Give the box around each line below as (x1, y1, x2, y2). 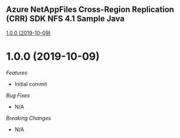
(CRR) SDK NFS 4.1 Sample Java (6, 14, 125, 24)
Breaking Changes (6, 114, 52, 122)
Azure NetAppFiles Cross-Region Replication (6, 5, 175, 15)
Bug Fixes (6, 92, 30, 99)
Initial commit (14, 80, 47, 87)
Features (6, 69, 28, 76)
